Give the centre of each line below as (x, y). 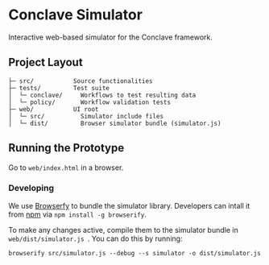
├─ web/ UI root (54, 109)
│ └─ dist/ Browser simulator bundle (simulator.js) (115, 123)
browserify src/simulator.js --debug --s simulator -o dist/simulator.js (135, 253)
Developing (31, 188)
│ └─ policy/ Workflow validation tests (90, 102)
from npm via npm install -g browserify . (77, 214)
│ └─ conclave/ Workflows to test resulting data (102, 95)
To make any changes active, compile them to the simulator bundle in (124, 230)
